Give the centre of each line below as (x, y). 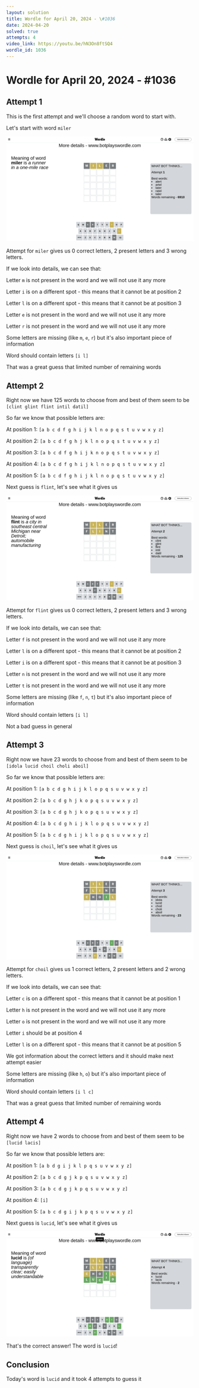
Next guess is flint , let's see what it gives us (62, 487)
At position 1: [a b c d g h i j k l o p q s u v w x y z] (77, 788)
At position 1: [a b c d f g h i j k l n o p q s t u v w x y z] (85, 429)
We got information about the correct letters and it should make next (90, 1056)
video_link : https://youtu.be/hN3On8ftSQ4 (59, 44)
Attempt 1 (24, 102)
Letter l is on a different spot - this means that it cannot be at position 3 (94, 303)
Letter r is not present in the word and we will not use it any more (86, 326)
